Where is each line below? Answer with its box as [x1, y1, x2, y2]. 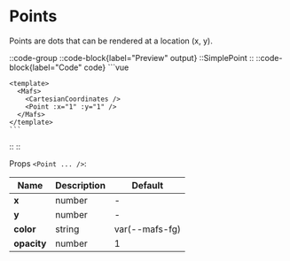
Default [131, 179, 164, 191]
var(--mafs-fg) [114, 223, 182, 235]
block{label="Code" [9, 62, 82, 73]
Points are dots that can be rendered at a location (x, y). [9, 35, 213, 46]
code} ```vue [83, 62, 129, 73]
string [54, 223, 80, 235]
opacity [13, 237, 47, 249]
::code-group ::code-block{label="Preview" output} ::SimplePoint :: [9, 52, 255, 63]
